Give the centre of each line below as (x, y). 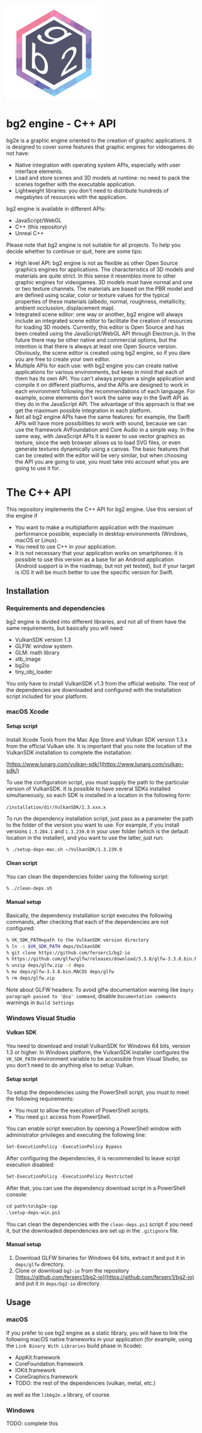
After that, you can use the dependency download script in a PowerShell (96, 1188)
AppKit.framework (38, 1357)
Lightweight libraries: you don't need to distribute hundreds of (92, 190)
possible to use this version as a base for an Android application (94, 559)
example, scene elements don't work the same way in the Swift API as (102, 398)
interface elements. (39, 171)
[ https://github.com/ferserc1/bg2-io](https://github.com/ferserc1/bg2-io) (104, 1277)
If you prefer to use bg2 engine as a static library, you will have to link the (97, 1333)
